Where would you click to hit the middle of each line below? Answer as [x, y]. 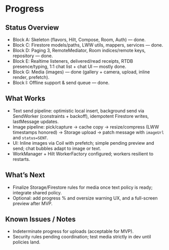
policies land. [26, 242]
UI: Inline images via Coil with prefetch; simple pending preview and [83, 143]
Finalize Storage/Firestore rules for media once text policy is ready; [82, 187]
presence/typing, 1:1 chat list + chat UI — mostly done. [69, 67]
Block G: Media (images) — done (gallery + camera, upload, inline [81, 72]
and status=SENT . [30, 138]
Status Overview [32, 28]
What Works [25, 98]
